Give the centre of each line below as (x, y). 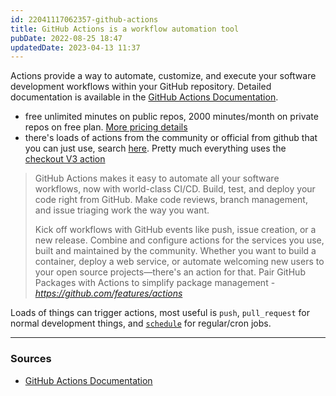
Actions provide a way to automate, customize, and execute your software (163, 76)
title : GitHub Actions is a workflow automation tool (125, 29)
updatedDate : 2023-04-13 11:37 (75, 47)
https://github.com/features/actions (108, 293)
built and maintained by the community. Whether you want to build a (175, 251)
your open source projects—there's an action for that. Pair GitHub (170, 272)
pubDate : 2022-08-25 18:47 (66, 38)
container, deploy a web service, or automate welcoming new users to (179, 262)
